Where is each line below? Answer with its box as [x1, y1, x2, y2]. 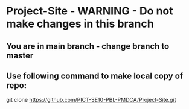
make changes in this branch [6, 17, 154, 31]
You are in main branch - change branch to [6, 41, 170, 51]
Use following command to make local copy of [6, 70, 184, 81]
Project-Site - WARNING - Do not [6, 4, 173, 18]
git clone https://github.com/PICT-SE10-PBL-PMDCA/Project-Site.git [6, 96, 176, 104]
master [6, 50, 34, 61]
